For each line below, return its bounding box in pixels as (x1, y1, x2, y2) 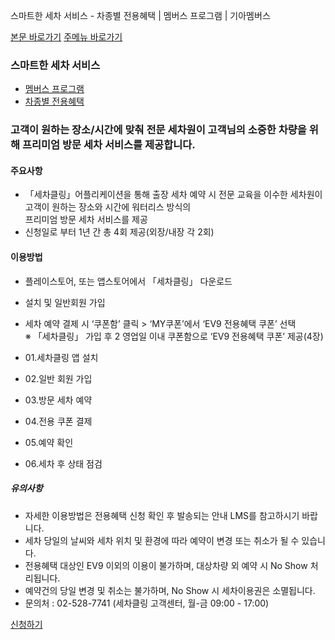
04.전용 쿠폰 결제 (24, 415, 93, 427)
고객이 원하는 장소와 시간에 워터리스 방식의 (24, 201, 192, 213)
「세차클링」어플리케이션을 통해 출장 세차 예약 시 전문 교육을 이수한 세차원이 (24, 189, 323, 201)
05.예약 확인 (24, 436, 74, 448)
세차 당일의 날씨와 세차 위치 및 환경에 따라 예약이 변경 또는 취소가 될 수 (24, 534, 300, 546)
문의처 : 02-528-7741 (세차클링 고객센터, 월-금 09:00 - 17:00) (24, 597, 270, 609)
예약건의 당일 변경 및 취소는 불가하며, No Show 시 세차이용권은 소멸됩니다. (24, 584, 316, 596)
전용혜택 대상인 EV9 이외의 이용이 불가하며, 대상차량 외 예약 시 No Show (24, 559, 308, 571)
